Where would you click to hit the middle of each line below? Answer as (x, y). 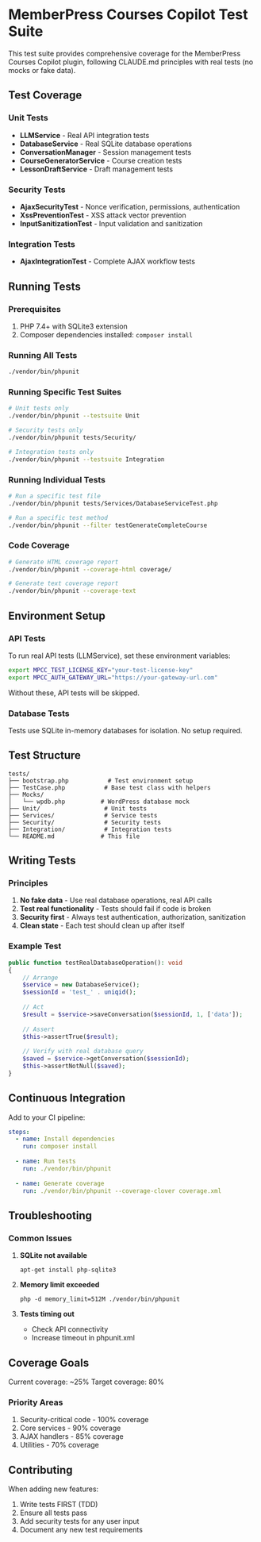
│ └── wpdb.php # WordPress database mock (99, 802)
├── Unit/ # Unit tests (78, 808)
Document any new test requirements (81, 1530)
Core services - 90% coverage (70, 1428)
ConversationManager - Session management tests (106, 152)
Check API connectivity (70, 1329)
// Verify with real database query (83, 1052)
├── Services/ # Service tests (83, 815)
